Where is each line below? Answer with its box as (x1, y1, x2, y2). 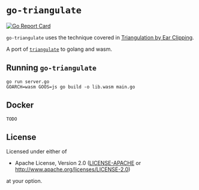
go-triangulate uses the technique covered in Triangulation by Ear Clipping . (6, 33, 194, 41)
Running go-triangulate (6, 63, 97, 73)
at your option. (6, 177, 43, 185)
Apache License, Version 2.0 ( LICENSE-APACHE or (14, 160, 141, 167)
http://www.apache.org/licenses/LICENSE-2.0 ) (14, 166, 131, 173)
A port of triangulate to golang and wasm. (6, 45, 113, 53)
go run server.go (6, 78, 50, 85)
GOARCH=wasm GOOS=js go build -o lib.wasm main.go (6, 84, 135, 90)
